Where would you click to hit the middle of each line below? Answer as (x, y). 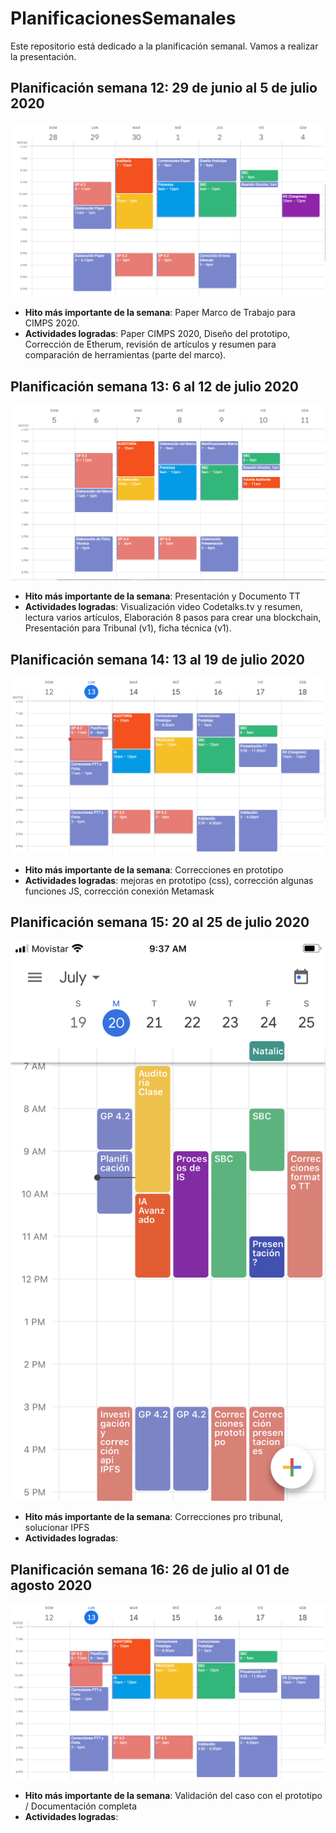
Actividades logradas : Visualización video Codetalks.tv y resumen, (163, 607)
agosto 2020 (51, 1585)
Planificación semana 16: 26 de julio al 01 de (150, 1569)
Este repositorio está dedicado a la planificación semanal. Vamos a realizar (164, 46)
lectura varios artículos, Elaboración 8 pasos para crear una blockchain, (173, 618)
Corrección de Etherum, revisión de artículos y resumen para (150, 344)
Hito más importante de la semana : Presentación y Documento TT (162, 596)
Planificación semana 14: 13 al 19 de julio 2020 (157, 659)
